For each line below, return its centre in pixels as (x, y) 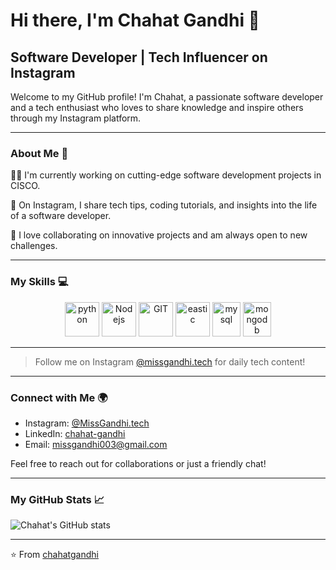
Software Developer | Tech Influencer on (139, 57)
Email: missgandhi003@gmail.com (96, 444)
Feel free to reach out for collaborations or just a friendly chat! (138, 463)
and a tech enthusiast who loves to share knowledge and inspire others (157, 107)
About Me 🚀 (39, 153)
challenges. (34, 246)
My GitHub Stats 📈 (57, 499)
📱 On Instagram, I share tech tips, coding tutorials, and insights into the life (164, 205)
